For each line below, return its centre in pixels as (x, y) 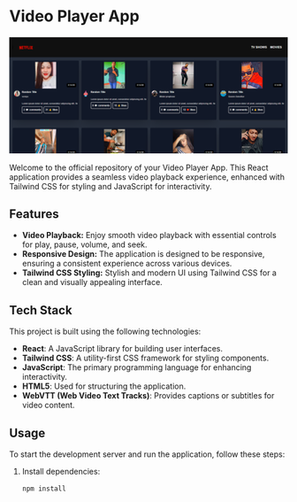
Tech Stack (41, 310)
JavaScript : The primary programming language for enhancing (137, 367)
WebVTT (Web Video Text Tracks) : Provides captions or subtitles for (148, 396)
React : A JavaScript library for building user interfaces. (122, 349)
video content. (48, 405)
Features (34, 214)
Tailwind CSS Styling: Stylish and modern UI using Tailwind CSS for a (149, 273)
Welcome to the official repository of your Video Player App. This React (139, 167)
